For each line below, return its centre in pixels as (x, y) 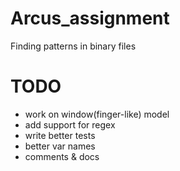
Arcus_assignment (90, 18)
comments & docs (62, 156)
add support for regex (70, 124)
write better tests (60, 135)
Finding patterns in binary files (73, 46)
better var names (60, 146)
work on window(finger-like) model (97, 114)
